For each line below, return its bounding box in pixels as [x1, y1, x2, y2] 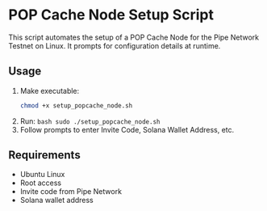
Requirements [8, 148, 81, 162]
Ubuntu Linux [19, 170, 65, 179]
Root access [19, 178, 62, 188]
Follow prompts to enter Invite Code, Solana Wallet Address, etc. [19, 124, 235, 134]
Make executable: [19, 86, 80, 95]
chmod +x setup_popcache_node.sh [19, 101, 133, 110]
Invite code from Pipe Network [19, 187, 123, 196]
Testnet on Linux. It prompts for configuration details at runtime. [8, 40, 221, 50]
